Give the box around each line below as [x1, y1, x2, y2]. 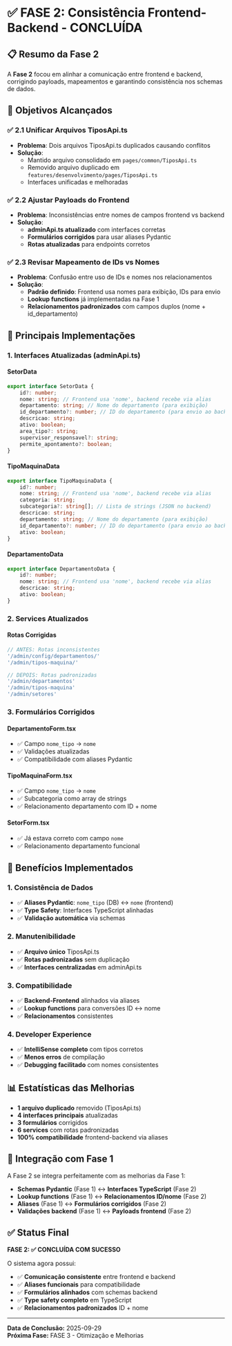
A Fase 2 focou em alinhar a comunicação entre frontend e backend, [7, 70, 203, 78]
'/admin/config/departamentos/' [7, 653, 100, 660]
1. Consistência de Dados [7, 883, 93, 892]
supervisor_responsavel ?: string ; [19, 434, 119, 441]
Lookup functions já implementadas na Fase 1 [27, 295, 159, 303]
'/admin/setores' [7, 691, 57, 698]
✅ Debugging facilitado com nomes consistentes [17, 1061, 159, 1069]
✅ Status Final [7, 1227, 69, 1239]
